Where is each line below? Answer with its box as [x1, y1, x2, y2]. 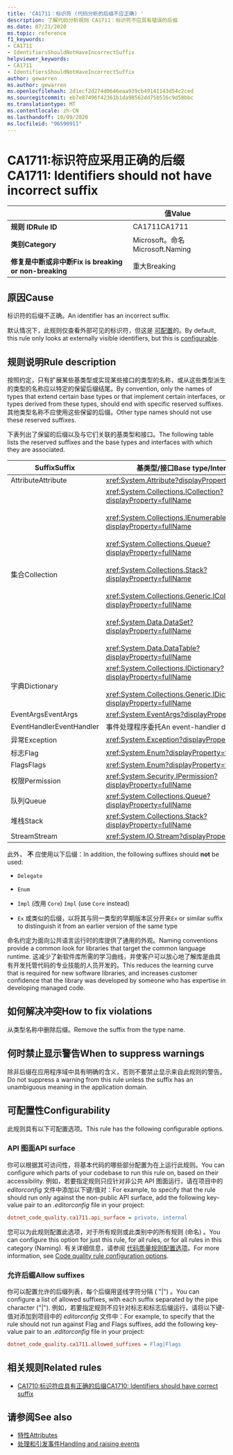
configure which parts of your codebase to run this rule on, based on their [7, 1168, 219, 1177]
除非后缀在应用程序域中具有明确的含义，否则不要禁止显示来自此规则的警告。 [7, 1067, 226, 1076]
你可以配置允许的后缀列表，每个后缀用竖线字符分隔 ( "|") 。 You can [7, 1287, 200, 1296]
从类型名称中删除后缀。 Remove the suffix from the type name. [7, 1025, 186, 1034]
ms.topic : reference [7, 29, 67, 37]
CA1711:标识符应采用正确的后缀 [7, 152, 185, 168]
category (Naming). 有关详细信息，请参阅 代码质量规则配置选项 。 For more [7, 1243, 220, 1252]
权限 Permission [10, 776, 61, 786]
